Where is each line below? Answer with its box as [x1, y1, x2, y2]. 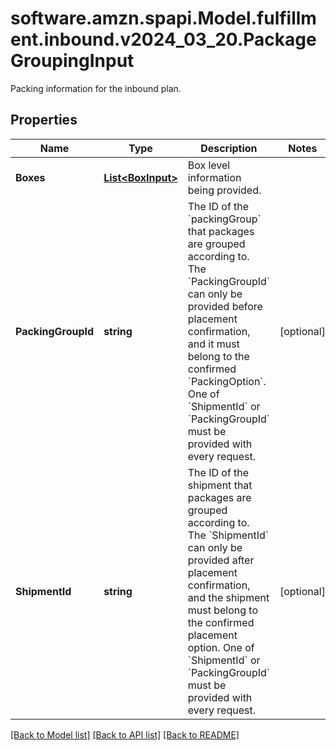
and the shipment [187, 590, 270, 604]
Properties [10, 112, 78, 129]
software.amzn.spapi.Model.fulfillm [10, 7, 317, 30]
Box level [187, 158, 231, 172]
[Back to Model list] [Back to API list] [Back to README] [10, 728, 240, 741]
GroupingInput [10, 50, 135, 72]
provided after [187, 553, 255, 567]
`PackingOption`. [187, 374, 267, 388]
